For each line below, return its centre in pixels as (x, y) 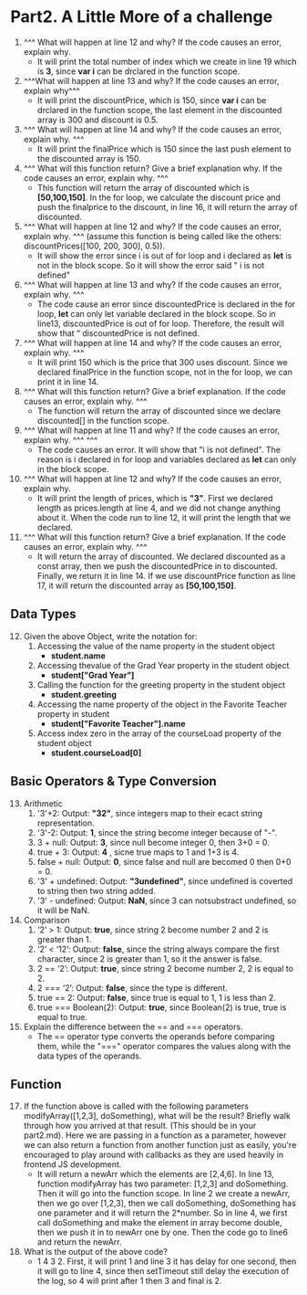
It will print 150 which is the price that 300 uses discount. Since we (162, 362)
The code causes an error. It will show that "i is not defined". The (159, 449)
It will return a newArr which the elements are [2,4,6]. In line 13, (155, 1174)
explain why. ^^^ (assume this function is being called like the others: (152, 236)
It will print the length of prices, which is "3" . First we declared (155, 498)
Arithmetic (43, 803)
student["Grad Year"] (92, 675)
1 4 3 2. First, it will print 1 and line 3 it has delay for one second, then (167, 1261)
